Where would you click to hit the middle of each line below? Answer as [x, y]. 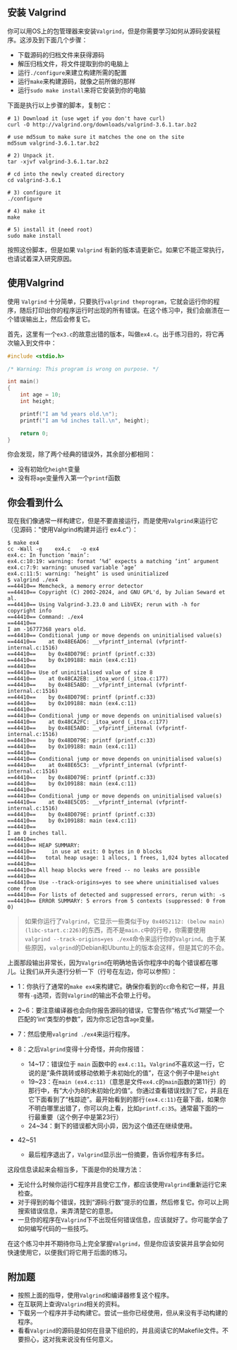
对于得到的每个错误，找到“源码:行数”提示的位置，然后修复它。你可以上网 [123, 1203]
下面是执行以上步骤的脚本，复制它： [60, 105]
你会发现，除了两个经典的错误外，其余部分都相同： [81, 454]
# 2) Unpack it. [31, 155]
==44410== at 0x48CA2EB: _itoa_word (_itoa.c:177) [88, 679]
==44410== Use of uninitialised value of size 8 [80, 673]
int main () [23, 382]
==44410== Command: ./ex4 [45, 617]
